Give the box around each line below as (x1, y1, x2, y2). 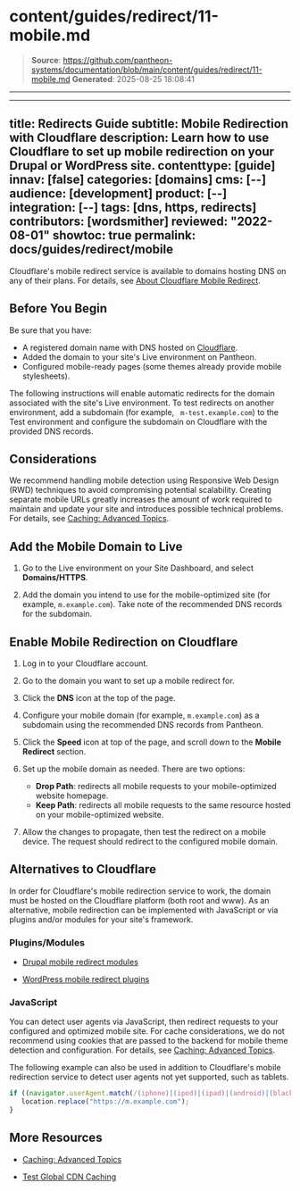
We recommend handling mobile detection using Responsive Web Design (9, 475, 279, 486)
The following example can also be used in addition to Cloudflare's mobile (9, 1062, 281, 1073)
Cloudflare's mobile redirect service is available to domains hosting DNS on (9, 265, 287, 276)
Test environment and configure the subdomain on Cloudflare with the (9, 416, 268, 427)
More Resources (9, 1130, 103, 1145)
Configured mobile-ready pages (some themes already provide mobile (21, 361, 282, 371)
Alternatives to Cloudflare (9, 862, 157, 877)
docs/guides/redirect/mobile (9, 242, 174, 257)
